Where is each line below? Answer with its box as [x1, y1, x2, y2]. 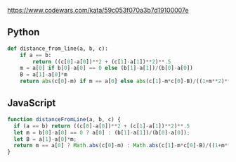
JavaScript [7, 97, 56, 109]
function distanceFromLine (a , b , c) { [7, 116, 121, 123]
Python [7, 26, 40, 38]
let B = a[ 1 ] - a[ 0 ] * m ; [13, 135, 77, 143]
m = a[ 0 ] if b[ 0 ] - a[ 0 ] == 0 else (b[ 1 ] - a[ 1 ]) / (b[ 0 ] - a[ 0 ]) [20, 65, 193, 72]
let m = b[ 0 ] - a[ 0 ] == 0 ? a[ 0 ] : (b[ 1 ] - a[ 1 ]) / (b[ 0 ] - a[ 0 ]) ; [13, 129, 190, 136]
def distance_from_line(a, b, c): [7, 45, 109, 52]
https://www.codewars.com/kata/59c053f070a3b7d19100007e [7, 6, 189, 14]
